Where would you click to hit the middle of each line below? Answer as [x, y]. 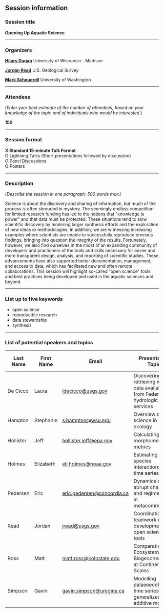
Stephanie [46, 420]
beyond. [13, 281]
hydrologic [146, 400]
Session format [24, 140]
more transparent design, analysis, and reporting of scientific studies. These [82, 255]
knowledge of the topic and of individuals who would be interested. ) [74, 113]
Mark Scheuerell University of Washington [48, 79]
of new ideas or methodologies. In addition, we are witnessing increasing [79, 230]
